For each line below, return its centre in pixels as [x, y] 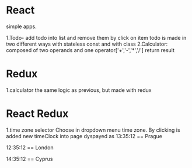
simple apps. [21, 26]
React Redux [37, 114]
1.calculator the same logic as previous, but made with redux [79, 90]
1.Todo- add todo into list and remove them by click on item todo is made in [96, 37]
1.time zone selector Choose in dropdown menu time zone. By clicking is [93, 130]
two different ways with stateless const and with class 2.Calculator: [87, 44]
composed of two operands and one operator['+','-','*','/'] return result [90, 50]
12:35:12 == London [30, 148]
